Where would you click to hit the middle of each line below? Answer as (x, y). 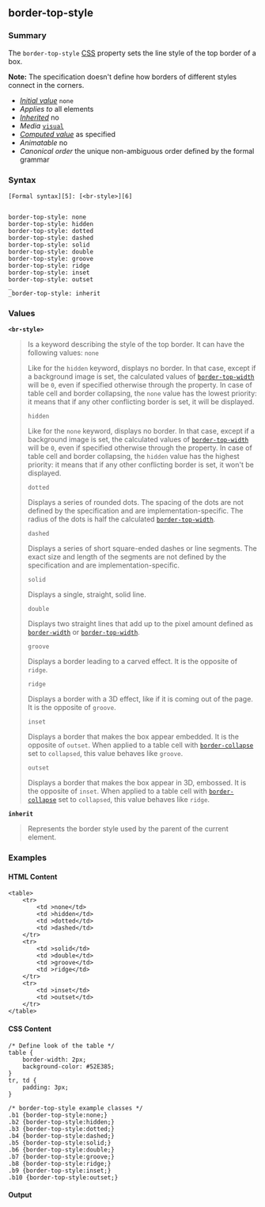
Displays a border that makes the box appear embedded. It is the (133, 737)
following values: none (63, 353)
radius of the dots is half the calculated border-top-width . (121, 519)
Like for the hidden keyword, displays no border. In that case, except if (142, 369)
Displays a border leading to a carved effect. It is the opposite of (132, 662)
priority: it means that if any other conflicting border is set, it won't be (141, 465)
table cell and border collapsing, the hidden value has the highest (133, 456)
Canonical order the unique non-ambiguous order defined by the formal (137, 151)
